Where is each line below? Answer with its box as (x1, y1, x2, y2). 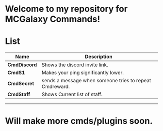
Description (84, 53, 113, 60)
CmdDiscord (7, 61, 37, 68)
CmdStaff (7, 91, 31, 98)
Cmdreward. (41, 83, 70, 90)
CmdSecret (7, 80, 34, 87)
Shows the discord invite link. (41, 61, 108, 68)
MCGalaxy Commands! (5, 14, 100, 25)
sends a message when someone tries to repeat (41, 77, 151, 84)
